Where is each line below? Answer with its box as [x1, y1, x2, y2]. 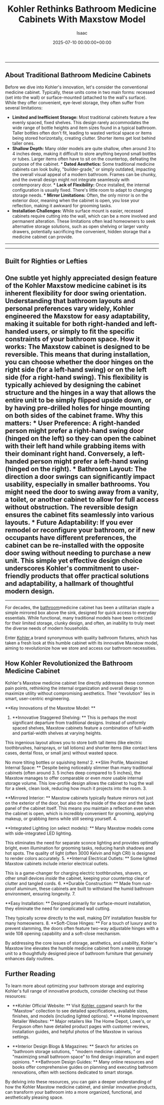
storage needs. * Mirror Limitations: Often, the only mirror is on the [12, 192, 148, 198]
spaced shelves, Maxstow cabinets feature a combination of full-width [12, 725, 154, 730]
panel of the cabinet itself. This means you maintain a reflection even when [5, 805, 156, 811]
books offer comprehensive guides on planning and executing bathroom [12, 1064, 158, 1070]
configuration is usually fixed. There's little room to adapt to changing [12, 187, 152, 193]
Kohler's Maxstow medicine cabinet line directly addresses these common [5, 680, 155, 685]
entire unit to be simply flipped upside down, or [5, 396, 152, 404]
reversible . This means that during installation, [5, 350, 150, 358]
